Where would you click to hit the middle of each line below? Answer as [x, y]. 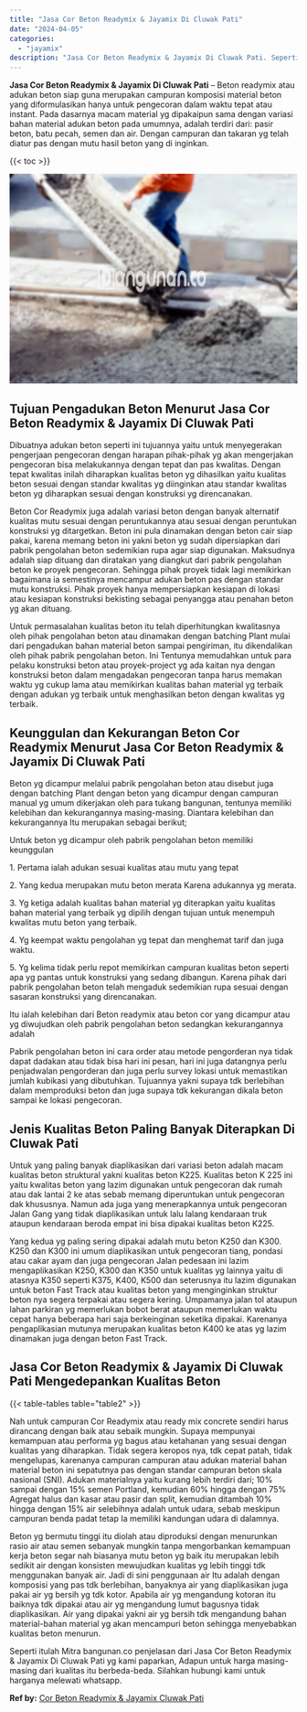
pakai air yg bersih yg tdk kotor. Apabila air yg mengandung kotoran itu [143, 1594]
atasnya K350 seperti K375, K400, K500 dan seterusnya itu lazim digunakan [153, 1280]
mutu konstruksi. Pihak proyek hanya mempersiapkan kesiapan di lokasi [145, 589]
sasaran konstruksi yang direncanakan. [83, 997]
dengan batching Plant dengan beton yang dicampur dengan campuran [144, 793]
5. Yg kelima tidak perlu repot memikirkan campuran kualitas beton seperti [149, 968]
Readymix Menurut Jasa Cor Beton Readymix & [147, 747]
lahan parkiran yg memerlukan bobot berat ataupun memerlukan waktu [143, 1310]
